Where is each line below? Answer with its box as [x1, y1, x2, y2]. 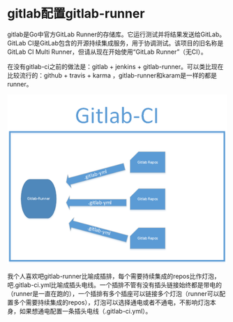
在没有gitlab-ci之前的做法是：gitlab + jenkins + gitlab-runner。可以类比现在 [7, 62, 224, 71]
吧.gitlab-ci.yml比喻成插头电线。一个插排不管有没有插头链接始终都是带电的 [7, 281, 222, 289]
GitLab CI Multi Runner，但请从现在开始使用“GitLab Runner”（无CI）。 [7, 47, 207, 56]
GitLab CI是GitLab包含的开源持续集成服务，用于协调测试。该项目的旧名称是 [7, 38, 224, 47]
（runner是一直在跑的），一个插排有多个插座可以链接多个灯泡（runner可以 [7, 290, 220, 298]
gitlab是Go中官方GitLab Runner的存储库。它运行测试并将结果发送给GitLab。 [7, 30, 225, 38]
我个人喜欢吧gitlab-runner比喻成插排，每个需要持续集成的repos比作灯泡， [7, 272, 220, 281]
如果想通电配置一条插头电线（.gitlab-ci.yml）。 [19, 307, 152, 316]
